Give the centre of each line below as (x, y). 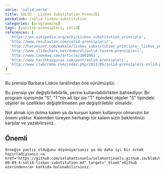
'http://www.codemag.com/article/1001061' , (55, 55)
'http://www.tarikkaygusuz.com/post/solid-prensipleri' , (69, 60)
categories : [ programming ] (33, 23)
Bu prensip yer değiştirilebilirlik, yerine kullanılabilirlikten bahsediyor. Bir (78, 92)
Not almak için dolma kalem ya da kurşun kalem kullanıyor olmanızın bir (77, 113)
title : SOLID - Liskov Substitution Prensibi (52, 14)
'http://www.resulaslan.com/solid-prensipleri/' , (61, 42)
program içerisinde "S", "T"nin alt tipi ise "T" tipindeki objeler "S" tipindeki (80, 98)
